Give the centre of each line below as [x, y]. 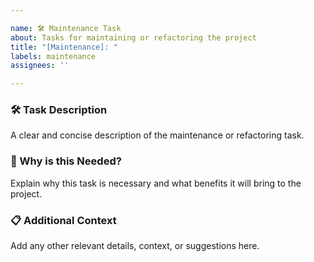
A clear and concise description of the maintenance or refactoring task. [157, 135]
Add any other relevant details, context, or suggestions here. [135, 246]
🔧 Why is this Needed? [66, 161]
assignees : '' [40, 66]
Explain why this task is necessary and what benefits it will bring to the [156, 183]
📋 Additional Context [63, 220]
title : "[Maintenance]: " [64, 47]
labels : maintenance [53, 56]
